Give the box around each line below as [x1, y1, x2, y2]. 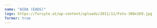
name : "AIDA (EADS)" [4, 7, 47, 12]
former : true [4, 16, 31, 20]
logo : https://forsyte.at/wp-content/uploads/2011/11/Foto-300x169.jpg [4, 11, 152, 16]
